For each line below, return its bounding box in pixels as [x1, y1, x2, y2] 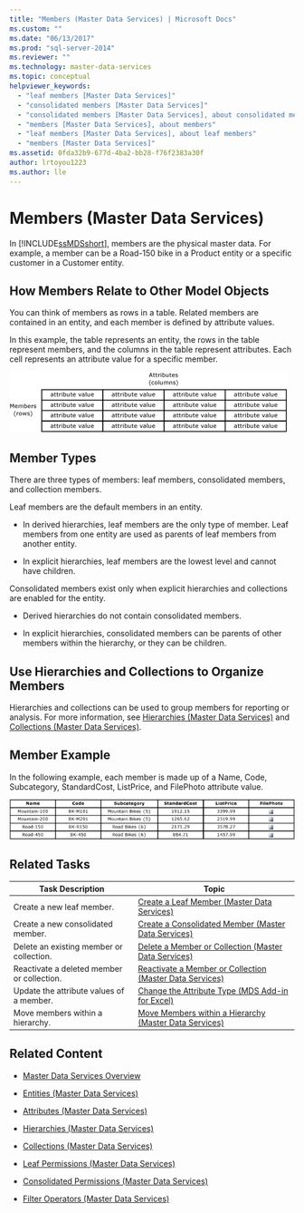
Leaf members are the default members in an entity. [9, 501, 204, 512]
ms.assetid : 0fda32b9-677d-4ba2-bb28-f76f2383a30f [9, 149, 204, 158]
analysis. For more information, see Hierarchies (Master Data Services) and [9, 712, 290, 723]
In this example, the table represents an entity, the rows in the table [9, 335, 261, 345]
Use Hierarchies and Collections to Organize [9, 664, 264, 679]
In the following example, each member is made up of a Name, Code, [9, 771, 268, 782]
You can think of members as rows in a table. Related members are [9, 307, 260, 318]
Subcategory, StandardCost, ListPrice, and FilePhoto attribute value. [9, 781, 264, 792]
